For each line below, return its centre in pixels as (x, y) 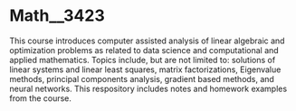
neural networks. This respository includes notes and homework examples (148, 88)
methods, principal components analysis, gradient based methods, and (142, 79)
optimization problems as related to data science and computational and (144, 50)
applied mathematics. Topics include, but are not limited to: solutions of (143, 60)
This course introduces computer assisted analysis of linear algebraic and (147, 41)
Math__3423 (57, 16)
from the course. (41, 98)
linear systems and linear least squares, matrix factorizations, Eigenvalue (145, 69)
